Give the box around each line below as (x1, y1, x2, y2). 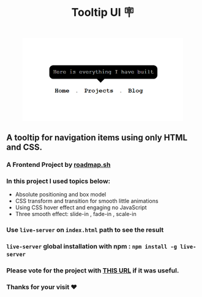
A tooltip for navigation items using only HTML (6, 132, 188, 142)
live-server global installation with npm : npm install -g (6, 242, 178, 250)
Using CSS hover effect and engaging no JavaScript (15, 204, 147, 211)
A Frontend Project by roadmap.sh (6, 160, 111, 169)
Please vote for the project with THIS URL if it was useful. (6, 266, 179, 274)
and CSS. (6, 142, 43, 152)
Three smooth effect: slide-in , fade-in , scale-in (15, 210, 137, 218)
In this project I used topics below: (6, 177, 111, 185)
